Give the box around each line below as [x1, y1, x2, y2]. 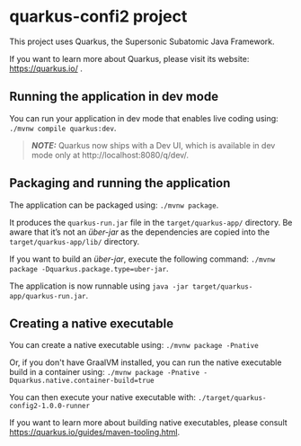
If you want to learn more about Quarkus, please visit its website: [9, 53, 250, 64]
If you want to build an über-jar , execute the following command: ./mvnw [9, 254, 276, 264]
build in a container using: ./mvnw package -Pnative [9, 367, 200, 378]
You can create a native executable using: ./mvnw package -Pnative [9, 340, 259, 351]
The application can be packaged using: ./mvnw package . [9, 200, 219, 210]
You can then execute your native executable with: [9, 392, 196, 403]
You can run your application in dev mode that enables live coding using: [9, 112, 279, 123]
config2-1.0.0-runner [9, 402, 91, 411]
